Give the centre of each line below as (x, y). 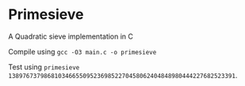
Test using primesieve (44, 67)
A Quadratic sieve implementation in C (71, 36)
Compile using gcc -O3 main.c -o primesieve (82, 51)
